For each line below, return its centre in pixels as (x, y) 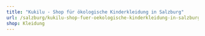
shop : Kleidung (26, 23)
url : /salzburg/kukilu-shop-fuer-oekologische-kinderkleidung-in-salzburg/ (105, 18)
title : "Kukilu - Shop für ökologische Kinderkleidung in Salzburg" (95, 12)
